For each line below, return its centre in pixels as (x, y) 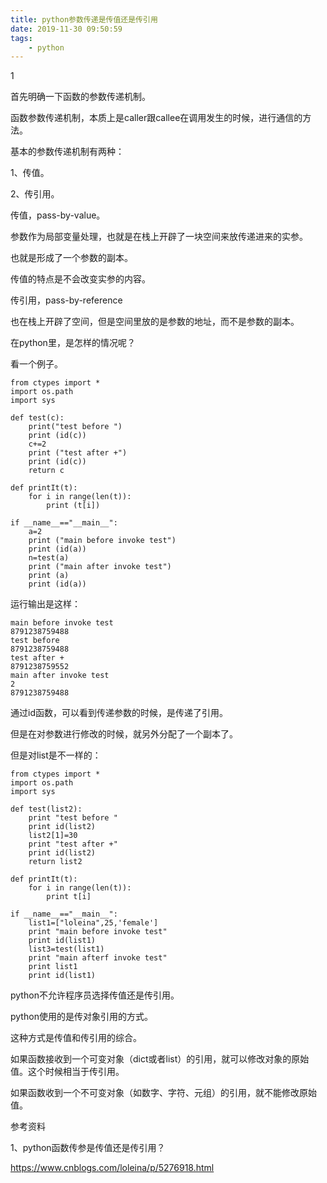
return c (46, 471)
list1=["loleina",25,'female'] (93, 923)
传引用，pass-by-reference (66, 300)
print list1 (53, 967)
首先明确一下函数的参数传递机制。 (80, 97)
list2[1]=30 (53, 836)
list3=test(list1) (66, 949)
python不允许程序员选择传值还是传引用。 (95, 995)
